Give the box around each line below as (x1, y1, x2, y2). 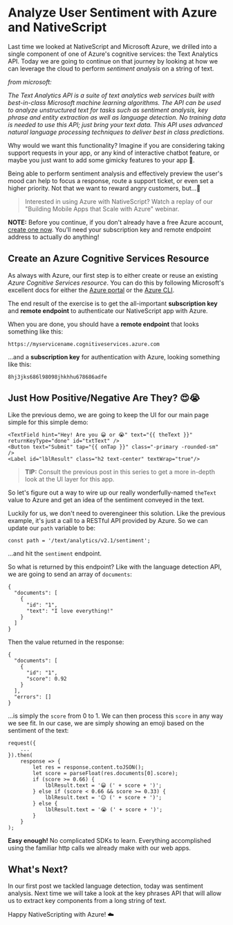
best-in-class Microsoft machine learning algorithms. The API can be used (8, 98, 221, 106)
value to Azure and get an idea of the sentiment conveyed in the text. (8, 495, 205, 504)
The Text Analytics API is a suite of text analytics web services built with (8, 91, 215, 99)
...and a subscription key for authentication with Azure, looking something (8, 352, 221, 361)
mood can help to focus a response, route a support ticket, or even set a (8, 176, 214, 184)
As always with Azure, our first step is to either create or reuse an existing (8, 271, 218, 279)
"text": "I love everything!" (26, 607, 113, 614)
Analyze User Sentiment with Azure (8, 5, 217, 21)
